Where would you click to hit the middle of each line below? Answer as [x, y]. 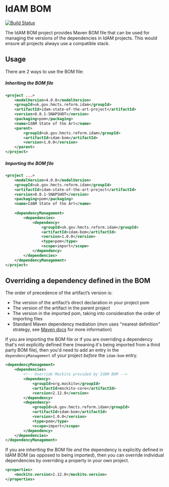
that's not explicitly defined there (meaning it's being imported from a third [83, 345]
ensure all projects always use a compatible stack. [58, 43]
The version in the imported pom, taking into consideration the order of [86, 313]
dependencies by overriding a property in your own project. [67, 461]
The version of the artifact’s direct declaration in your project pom [81, 303]
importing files [27, 319]
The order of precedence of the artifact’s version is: [59, 293]
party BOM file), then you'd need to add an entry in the [62, 350]
